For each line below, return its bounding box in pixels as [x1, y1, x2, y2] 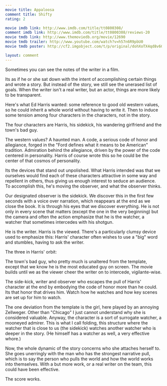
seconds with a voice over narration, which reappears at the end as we [5, 198, 151, 204]
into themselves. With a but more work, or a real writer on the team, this [5, 361, 152, 367]
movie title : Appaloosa [5, 7, 55, 12]
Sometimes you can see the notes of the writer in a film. [5, 66, 120, 72]
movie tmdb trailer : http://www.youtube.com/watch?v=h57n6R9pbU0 [5, 39, 143, 45]
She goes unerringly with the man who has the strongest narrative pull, [5, 350, 151, 356]
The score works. [5, 376, 41, 382]
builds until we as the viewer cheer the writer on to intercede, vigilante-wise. [5, 269, 162, 275]
